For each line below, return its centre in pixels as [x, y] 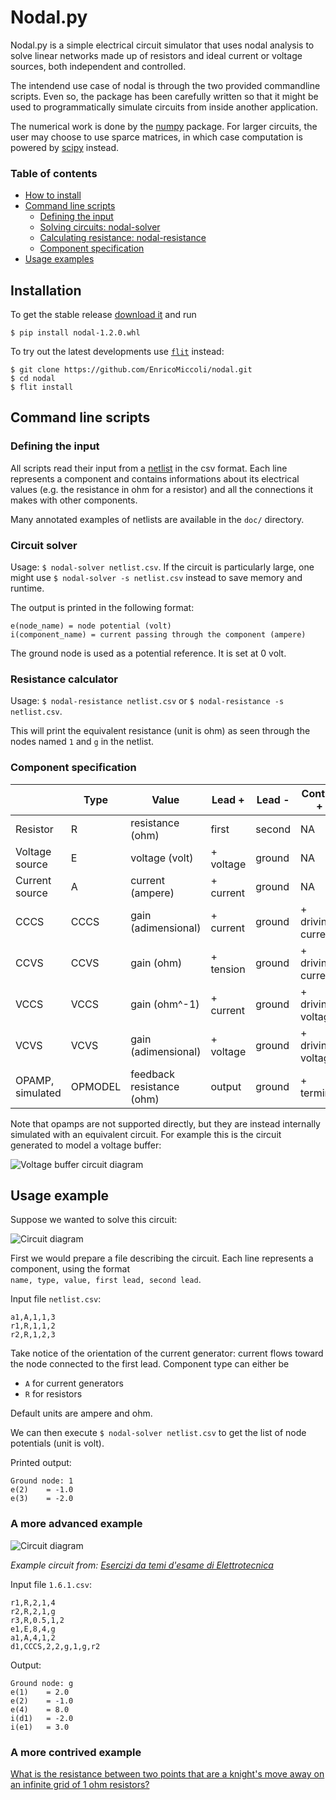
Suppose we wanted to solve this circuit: [94, 1220]
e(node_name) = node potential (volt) [91, 626]
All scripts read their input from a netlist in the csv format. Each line [149, 468]
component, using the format [70, 1269]
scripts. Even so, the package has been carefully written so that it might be [164, 96]
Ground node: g [42, 1683]
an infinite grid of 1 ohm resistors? [80, 1785]
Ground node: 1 [42, 1481]
